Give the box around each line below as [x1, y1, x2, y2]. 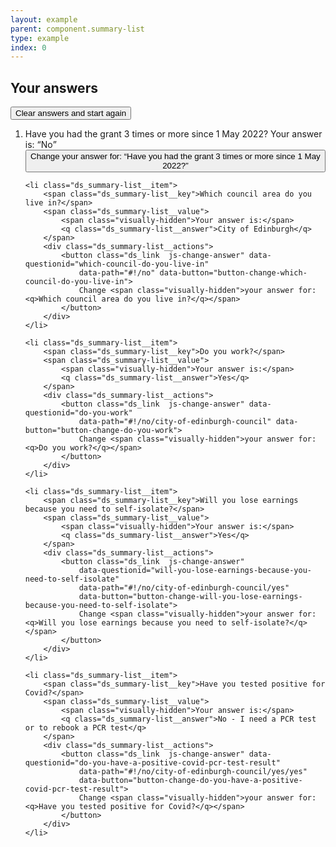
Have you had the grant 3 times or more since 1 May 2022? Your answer [24, 128, 323, 140]
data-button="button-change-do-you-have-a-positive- [78, 776, 303, 786]
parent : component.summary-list [10, 24, 145, 34]
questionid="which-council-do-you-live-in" [24, 259, 210, 270]
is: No [24, 139, 53, 151]
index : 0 [10, 42, 47, 53]
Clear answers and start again [15, 108, 127, 119]
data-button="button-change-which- [159, 268, 308, 278]
